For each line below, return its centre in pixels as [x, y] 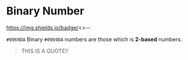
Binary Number [45, 11]
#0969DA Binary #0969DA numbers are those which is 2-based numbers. [94, 39]
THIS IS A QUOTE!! [45, 51]
